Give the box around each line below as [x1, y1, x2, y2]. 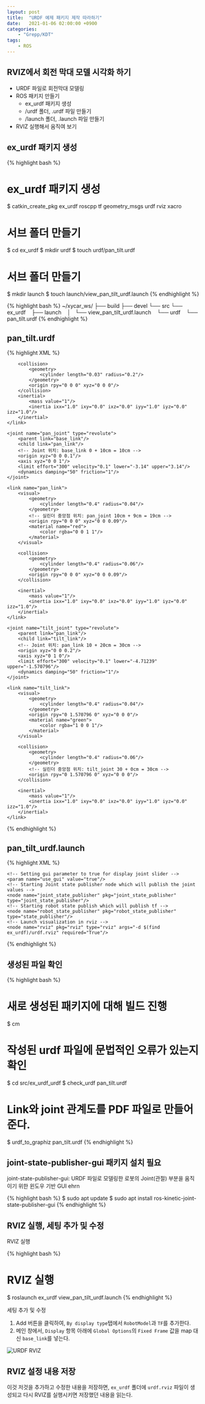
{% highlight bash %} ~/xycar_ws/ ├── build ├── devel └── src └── [7, 302, 183, 310]
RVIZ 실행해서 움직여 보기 [15, 123, 77, 130]
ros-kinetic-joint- [154, 1195, 197, 1202]
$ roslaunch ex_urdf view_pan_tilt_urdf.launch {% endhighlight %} [7, 1294, 173, 1301]
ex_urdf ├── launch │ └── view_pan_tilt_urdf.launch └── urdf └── [7, 309, 198, 316]
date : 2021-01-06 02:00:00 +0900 [7, 20, 98, 26]
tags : [7, 37, 21, 43]
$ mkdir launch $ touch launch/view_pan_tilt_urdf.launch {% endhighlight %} [7, 291, 200, 298]
